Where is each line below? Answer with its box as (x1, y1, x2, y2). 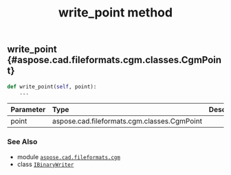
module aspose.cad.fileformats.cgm (16, 152, 120, 161)
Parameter (10, 105, 46, 115)
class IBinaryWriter (16, 160, 74, 168)
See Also (7, 137, 38, 147)
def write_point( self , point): (7, 83, 97, 90)
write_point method (58, 5, 173, 21)
